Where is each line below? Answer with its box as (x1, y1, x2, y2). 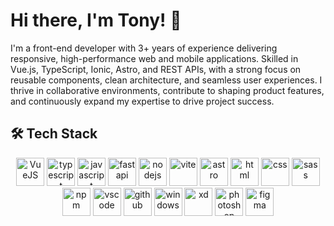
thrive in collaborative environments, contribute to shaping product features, (10, 84, 325, 96)
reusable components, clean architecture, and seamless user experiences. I (10, 74, 323, 86)
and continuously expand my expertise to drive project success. (10, 95, 275, 107)
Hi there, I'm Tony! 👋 (10, 9, 182, 32)
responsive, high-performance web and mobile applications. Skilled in (10, 52, 299, 64)
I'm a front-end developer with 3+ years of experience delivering (10, 42, 278, 54)
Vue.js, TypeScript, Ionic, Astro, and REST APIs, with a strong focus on (10, 63, 302, 75)
